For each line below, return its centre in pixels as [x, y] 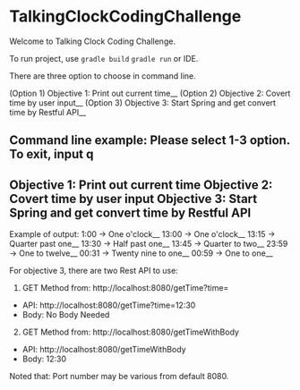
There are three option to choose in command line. [103, 76]
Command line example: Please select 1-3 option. [150, 140]
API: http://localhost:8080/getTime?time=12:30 [109, 305]
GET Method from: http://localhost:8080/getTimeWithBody [131, 332]
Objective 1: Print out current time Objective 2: [141, 185]
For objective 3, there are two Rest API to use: [94, 271]
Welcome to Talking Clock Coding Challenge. [93, 41]
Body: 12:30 [44, 359]
